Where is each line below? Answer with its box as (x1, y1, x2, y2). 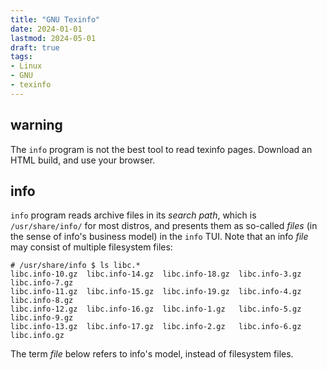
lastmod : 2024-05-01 (10, 33, 97, 43)
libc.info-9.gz (10, 313, 74, 323)
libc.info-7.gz (10, 278, 74, 288)
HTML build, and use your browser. (10, 154, 156, 166)
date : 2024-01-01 (10, 24, 83, 34)
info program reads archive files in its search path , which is (10, 209, 257, 221)
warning (10, 117, 63, 134)
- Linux (10, 61, 43, 71)
